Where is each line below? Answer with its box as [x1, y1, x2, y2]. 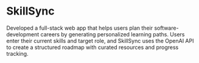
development [6, 30, 40, 38]
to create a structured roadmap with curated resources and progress [6, 44, 179, 51]
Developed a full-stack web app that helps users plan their [6, 24, 153, 31]
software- [154, 24, 179, 31]
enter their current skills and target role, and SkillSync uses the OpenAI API [6, 37, 194, 44]
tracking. [6, 50, 29, 57]
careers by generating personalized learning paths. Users [40, 30, 185, 38]
